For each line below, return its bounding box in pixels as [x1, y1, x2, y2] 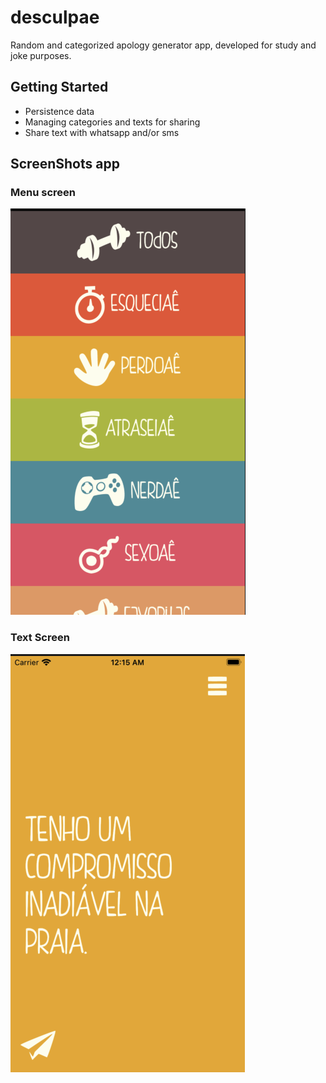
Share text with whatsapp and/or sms [24, 126, 180, 138]
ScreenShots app [10, 156, 120, 173]
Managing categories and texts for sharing [24, 116, 201, 128]
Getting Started [10, 79, 109, 96]
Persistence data [24, 105, 95, 117]
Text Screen [10, 631, 70, 645]
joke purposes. [10, 49, 72, 61]
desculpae [10, 6, 100, 29]
